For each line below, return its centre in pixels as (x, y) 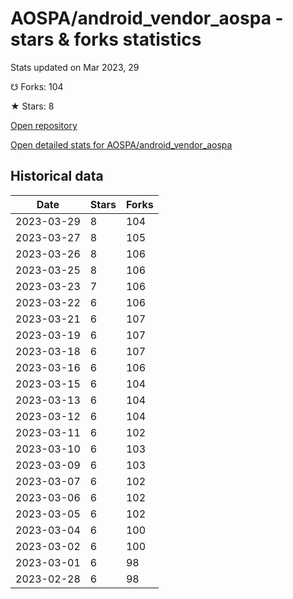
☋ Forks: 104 (37, 86)
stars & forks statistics (106, 39)
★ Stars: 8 (32, 106)
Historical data (57, 176)
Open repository (44, 125)
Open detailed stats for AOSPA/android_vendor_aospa (121, 144)
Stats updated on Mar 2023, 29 (75, 67)
